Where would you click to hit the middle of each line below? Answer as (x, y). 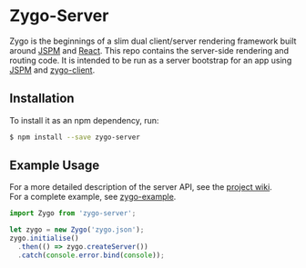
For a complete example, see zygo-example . (93, 197)
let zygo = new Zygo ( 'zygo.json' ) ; (77, 230)
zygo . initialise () (44, 238)
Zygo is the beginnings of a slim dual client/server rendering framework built (153, 41)
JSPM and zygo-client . (52, 70)
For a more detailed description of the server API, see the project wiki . (141, 187)
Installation (42, 99)
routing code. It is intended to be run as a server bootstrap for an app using (151, 60)
